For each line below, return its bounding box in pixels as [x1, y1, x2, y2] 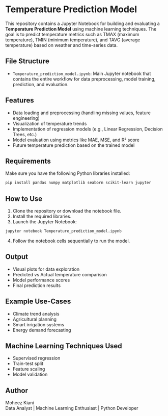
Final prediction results [12, 282, 61, 289]
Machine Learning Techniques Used [5, 342, 122, 350]
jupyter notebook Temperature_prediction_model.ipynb [5, 228, 122, 234]
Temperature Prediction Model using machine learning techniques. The [5, 25, 157, 32]
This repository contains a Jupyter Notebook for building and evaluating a [5, 20, 160, 27]
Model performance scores [12, 277, 70, 283]
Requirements [5, 157, 51, 165]
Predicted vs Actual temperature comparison [12, 271, 107, 277]
